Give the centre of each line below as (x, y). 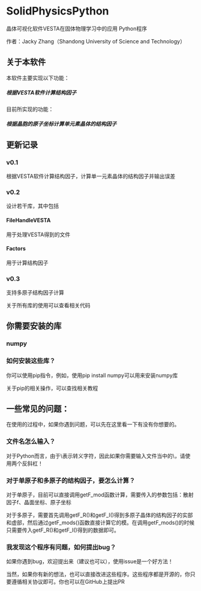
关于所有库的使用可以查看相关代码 (48, 305)
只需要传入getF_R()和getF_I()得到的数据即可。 (63, 530)
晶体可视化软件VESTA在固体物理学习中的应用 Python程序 (76, 28)
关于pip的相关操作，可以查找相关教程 (52, 388)
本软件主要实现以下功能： (38, 78)
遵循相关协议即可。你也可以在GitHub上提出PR (68, 582)
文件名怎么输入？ (31, 442)
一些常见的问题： (38, 409)
